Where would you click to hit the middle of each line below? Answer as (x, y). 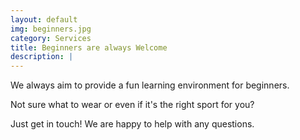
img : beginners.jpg (51, 29)
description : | (42, 57)
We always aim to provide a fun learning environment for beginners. (150, 85)
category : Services (51, 38)
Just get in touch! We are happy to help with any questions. (132, 124)
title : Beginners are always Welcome (89, 47)
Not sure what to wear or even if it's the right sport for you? (132, 105)
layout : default (44, 19)
